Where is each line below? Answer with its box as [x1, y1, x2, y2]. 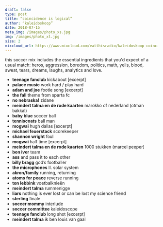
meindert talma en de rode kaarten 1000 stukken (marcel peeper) [12, 144, 145, 150]
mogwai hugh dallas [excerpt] [12, 123, 73, 129]
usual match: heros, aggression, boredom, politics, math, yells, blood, [5, 62, 144, 68]
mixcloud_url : [5, 43, 34, 48]
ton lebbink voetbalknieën [12, 180, 65, 186]
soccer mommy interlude [12, 201, 64, 207]
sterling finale [12, 195, 41, 201]
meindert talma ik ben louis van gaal [12, 216, 86, 222]
